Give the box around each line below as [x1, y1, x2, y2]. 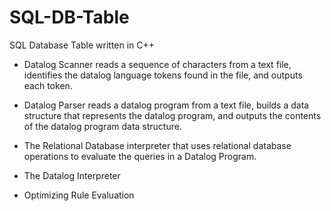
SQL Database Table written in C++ [9, 39, 156, 51]
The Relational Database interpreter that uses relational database [23, 139, 292, 151]
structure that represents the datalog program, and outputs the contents [23, 109, 322, 121]
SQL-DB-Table [9, 6, 130, 29]
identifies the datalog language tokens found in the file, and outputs [23, 69, 303, 81]
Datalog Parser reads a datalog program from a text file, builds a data [23, 99, 310, 111]
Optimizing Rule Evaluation [23, 189, 135, 201]
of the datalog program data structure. [23, 120, 182, 132]
